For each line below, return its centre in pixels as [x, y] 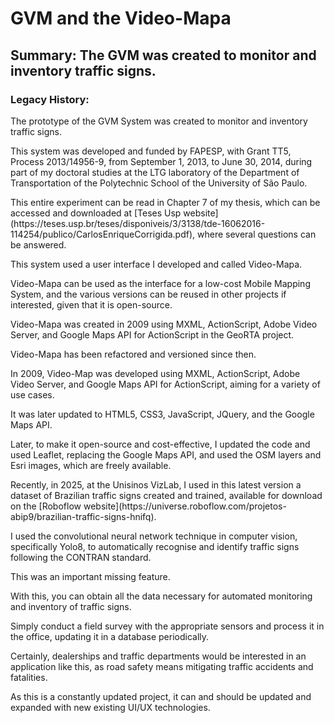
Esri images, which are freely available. [91, 465]
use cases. [32, 394]
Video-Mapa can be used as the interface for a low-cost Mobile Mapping [160, 283]
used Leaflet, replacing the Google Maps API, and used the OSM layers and [166, 454]
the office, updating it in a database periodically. [110, 636]
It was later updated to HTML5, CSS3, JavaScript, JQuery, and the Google [162, 414]
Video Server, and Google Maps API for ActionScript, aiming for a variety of [165, 384]
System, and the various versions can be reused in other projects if [148, 294]
